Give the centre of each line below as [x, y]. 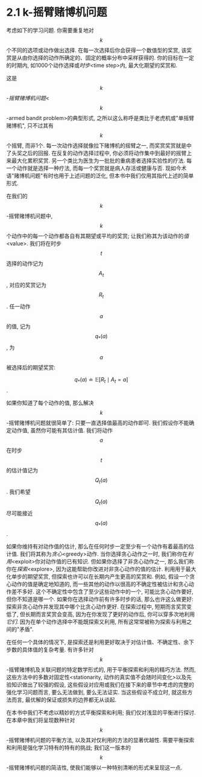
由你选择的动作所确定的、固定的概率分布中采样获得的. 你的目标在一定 [108, 57]
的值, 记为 [18, 326]
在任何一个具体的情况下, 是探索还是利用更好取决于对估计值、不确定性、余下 [100, 642]
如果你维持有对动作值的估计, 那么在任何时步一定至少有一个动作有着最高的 [97, 546]
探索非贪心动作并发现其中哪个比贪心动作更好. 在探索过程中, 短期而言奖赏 [96, 606]
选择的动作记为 [25, 263]
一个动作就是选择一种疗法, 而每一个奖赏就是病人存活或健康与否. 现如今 [94, 168]
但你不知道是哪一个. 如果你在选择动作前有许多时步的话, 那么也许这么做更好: [100, 599]
